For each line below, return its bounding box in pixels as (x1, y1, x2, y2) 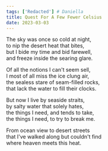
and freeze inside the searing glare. (6, 54, 93, 62)
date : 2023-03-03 (6, 20, 49, 25)
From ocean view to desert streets (6, 127, 90, 134)
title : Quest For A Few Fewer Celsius (6, 14, 102, 20)
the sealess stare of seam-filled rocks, (6, 79, 100, 86)
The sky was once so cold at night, (6, 36, 92, 43)
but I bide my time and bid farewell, (6, 49, 92, 56)
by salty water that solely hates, (6, 103, 84, 110)
